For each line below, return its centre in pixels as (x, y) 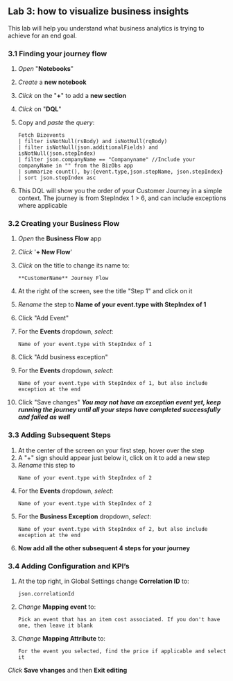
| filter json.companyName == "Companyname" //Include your (106, 160)
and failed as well (44, 417)
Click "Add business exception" (63, 357)
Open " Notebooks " (45, 69)
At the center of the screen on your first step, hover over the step (111, 450)
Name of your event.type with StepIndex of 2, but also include (113, 529)
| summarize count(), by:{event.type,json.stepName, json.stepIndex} (121, 172)
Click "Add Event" (43, 318)
